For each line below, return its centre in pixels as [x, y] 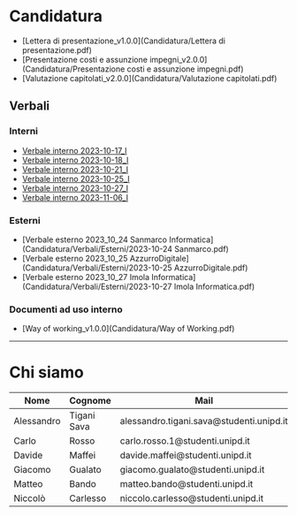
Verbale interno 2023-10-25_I [76, 178]
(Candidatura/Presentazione [73, 69]
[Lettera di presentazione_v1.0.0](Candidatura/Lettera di [123, 41]
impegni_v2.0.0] [179, 59]
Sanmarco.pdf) [202, 248]
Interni [23, 132]
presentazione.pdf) [57, 49]
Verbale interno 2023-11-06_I [75, 197]
